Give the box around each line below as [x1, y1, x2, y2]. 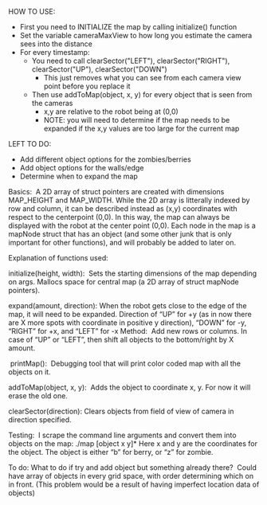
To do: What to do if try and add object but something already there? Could [8, 463, 257, 472]
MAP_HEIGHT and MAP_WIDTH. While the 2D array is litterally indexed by [8, 195, 250, 205]
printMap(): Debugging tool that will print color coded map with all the [10, 358, 241, 368]
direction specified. [8, 415, 72, 425]
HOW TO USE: [8, 7, 56, 16]
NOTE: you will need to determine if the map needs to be [43, 115, 230, 124]
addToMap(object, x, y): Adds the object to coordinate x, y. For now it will [8, 382, 251, 392]
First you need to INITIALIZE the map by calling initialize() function [19, 22, 238, 31]
